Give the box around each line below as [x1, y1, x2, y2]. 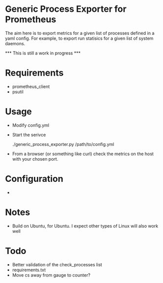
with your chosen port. [12, 156, 58, 162]
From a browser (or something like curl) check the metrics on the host [12, 151, 154, 157]
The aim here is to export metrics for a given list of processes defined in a [5, 30, 155, 36]
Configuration [5, 173, 64, 184]
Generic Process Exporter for [5, 3, 127, 15]
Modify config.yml [12, 122, 50, 128]
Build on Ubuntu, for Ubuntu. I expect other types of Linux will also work [12, 223, 159, 229]
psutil [12, 88, 24, 94]
